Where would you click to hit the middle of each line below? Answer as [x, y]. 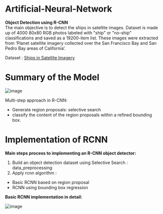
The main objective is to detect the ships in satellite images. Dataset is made [81, 27]
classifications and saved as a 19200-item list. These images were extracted [81, 38]
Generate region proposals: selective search [56, 109]
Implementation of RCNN [56, 140]
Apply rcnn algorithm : [34, 173]
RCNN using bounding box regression [50, 187]
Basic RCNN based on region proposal [51, 182]
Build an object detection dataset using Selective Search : [70, 162]
